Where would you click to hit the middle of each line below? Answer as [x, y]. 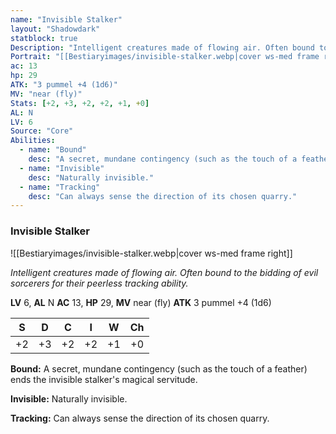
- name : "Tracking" [60, 187]
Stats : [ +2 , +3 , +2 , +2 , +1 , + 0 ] [80, 103]
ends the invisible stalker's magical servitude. [104, 379]
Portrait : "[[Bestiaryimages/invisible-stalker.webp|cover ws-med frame [165, 57]
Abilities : [33, 141]
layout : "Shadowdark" [55, 29]
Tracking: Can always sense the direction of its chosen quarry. [140, 418]
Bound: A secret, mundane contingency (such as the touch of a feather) [159, 368]
